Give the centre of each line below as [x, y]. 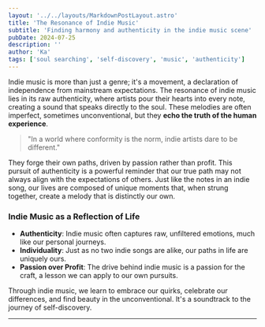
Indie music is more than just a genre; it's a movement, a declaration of [123, 82]
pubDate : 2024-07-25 [42, 37]
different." [44, 147]
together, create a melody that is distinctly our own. [92, 196]
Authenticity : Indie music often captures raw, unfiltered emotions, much [137, 234]
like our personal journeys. [63, 242]
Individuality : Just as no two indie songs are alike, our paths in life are [134, 251]
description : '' [35, 45]
